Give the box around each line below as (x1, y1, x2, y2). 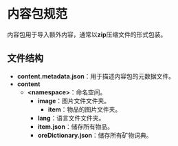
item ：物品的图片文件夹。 (47, 105, 122, 114)
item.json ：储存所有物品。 (37, 122, 113, 131)
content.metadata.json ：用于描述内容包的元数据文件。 (16, 72, 175, 80)
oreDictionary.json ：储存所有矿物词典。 (37, 131, 153, 139)
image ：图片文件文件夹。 (37, 96, 111, 105)
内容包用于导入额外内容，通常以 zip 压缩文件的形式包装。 (7, 30, 167, 39)
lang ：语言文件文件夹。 (37, 114, 105, 122)
